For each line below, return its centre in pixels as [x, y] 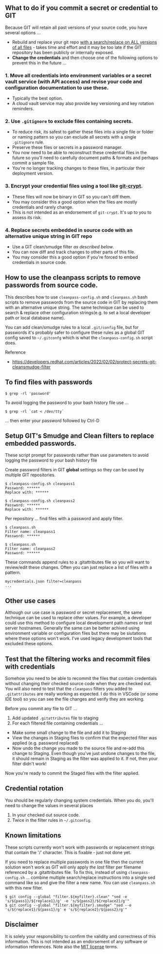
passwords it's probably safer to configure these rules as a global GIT [75, 332]
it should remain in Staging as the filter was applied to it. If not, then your [85, 759]
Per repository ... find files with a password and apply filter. [64, 519]
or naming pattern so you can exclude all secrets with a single [74, 137]
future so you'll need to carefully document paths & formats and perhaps [85, 158]
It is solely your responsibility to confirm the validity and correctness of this [81, 936]
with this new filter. [24, 888]
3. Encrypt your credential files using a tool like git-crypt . [74, 186]
